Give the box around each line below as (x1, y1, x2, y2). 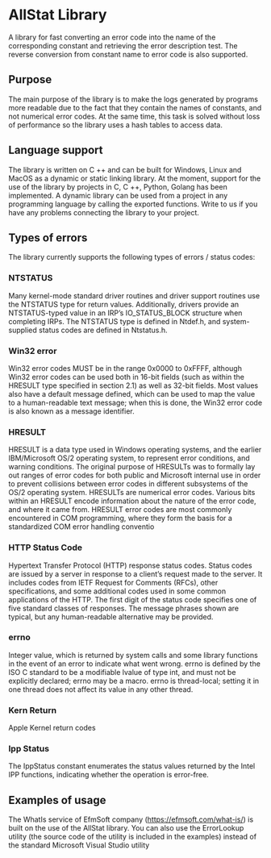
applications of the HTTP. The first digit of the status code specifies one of (8, 594, 257, 604)
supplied (8, 325, 38, 335)
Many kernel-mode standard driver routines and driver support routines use (8, 290, 261, 300)
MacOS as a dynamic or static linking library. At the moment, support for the (8, 173, 261, 183)
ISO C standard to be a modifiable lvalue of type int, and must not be (8, 667, 236, 677)
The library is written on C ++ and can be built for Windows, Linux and (8, 165, 242, 174)
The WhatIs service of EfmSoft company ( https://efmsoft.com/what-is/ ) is (8, 814, 254, 824)
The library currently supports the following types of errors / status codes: (8, 252, 256, 262)
